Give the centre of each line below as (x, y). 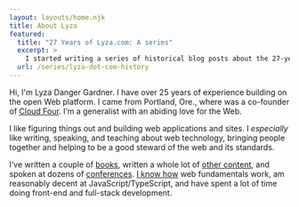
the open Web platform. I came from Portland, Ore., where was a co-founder (149, 101)
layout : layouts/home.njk (57, 17)
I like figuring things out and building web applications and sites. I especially (149, 128)
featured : (28, 34)
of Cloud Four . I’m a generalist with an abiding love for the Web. (125, 111)
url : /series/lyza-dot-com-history (83, 68)
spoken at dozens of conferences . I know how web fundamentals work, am (147, 173)
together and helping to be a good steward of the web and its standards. (142, 147)
